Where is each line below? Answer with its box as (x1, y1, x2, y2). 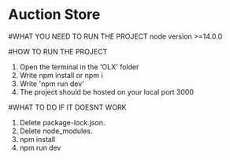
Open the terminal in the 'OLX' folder (19, 61, 139, 72)
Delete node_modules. (19, 126, 93, 136)
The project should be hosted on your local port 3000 (19, 87, 195, 96)
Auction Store (8, 6, 101, 24)
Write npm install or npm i (19, 70, 103, 80)
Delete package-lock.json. (19, 117, 106, 127)
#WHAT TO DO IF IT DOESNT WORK (8, 102, 127, 112)
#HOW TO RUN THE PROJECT (8, 47, 108, 56)
